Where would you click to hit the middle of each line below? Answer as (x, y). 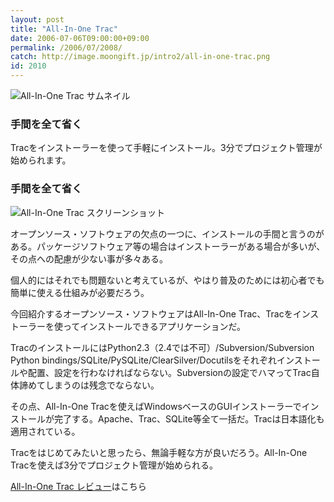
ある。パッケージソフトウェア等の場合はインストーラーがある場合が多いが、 (168, 246)
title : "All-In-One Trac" (64, 29)
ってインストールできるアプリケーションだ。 (154, 326)
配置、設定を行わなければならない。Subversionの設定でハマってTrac (169, 372)
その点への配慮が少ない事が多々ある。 (89, 258)
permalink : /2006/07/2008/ (66, 47)
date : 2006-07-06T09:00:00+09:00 (80, 38)
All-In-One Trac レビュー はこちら (78, 486)
